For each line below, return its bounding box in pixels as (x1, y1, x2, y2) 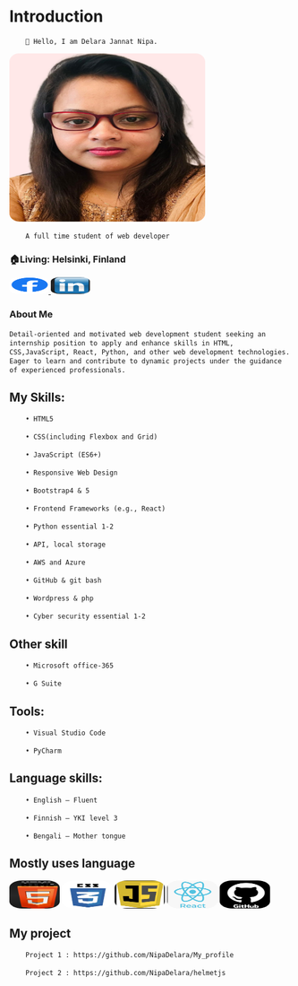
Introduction (9, 6, 104, 27)
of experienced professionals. (9, 365, 126, 374)
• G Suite (25, 679, 63, 688)
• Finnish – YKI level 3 (25, 814, 118, 823)
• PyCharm (25, 746, 63, 755)
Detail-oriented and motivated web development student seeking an (9, 329, 267, 338)
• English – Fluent (25, 796, 98, 805)
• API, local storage (25, 540, 106, 549)
